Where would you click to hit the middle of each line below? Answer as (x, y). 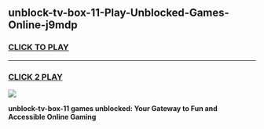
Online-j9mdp (43, 25)
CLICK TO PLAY (38, 48)
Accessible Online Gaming (52, 116)
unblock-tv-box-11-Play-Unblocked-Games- (119, 13)
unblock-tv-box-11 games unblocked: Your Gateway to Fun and (113, 108)
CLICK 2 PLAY (35, 77)
